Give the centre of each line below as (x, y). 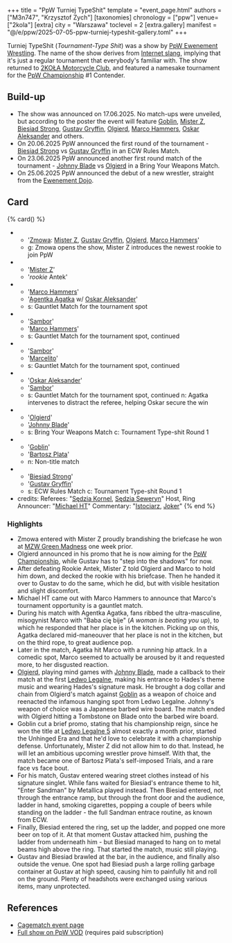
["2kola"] (20, 25)
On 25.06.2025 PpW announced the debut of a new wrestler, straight (116, 172)
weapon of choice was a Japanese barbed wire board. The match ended (121, 709)
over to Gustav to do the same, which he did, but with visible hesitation (118, 583)
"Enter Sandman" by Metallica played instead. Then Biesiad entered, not (120, 790)
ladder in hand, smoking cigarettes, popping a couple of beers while (115, 805)
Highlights (25, 524)
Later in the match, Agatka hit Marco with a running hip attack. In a (112, 650)
